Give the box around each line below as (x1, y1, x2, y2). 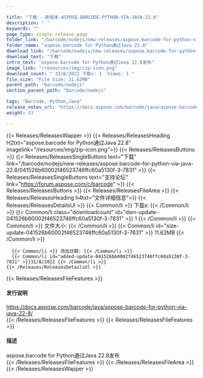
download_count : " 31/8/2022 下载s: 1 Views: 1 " (6, 70, 135, 76)
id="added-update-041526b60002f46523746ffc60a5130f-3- (49, 253, 190, 260)
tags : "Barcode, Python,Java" (6, 98, 83, 105)
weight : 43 (6, 110, 34, 116)
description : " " (6, 19, 50, 26)
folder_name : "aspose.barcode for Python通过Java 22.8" (6, 42, 148, 49)
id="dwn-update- (115, 208, 159, 215)
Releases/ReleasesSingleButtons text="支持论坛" (6, 174, 129, 181)
